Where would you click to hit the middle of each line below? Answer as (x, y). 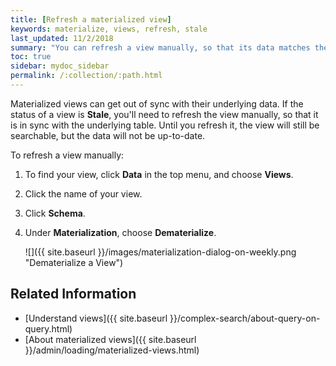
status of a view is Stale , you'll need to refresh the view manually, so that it (164, 114)
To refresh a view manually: (67, 155)
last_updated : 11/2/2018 (62, 38)
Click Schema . (55, 213)
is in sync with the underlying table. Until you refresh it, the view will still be (165, 125)
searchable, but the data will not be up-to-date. (108, 135)
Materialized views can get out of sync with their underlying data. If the (157, 103)
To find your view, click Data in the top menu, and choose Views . (159, 174)
